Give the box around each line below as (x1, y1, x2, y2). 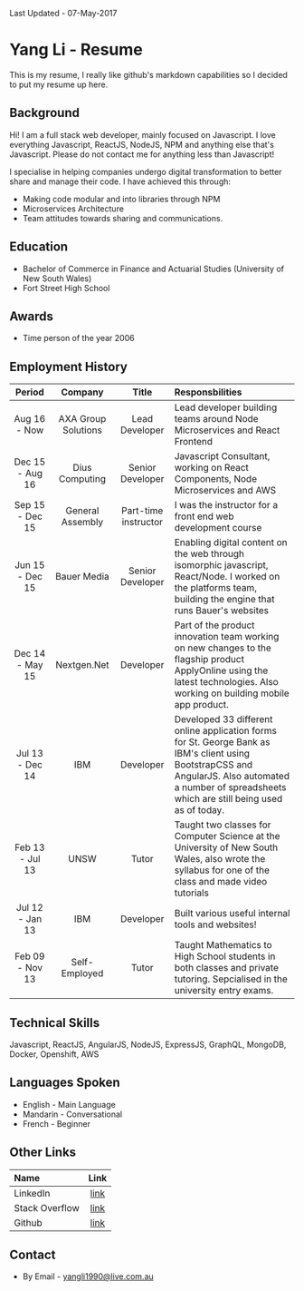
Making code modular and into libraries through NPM (22, 193, 221, 204)
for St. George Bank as (174, 736, 271, 748)
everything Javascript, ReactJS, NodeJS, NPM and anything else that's (9, 139, 274, 150)
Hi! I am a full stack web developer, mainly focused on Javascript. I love (9, 129, 276, 140)
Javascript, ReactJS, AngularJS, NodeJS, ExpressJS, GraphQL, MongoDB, (9, 1039, 287, 1050)
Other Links (9, 1145, 77, 1160)
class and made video (174, 875, 268, 888)
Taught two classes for (174, 818, 271, 831)
